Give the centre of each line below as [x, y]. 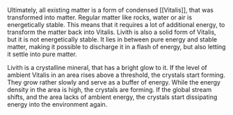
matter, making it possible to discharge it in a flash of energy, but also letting [116, 47]
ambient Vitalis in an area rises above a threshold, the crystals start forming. [116, 75]
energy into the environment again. [57, 104]
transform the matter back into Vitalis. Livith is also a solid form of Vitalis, [112, 32]
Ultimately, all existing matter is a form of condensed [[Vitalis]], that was [111, 10]
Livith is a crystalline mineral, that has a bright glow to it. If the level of [107, 68]
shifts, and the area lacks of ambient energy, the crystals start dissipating [112, 97]
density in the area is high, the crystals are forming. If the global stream [110, 90]
